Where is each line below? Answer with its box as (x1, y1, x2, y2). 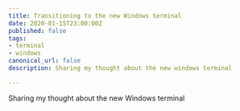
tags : (8, 34, 27, 43)
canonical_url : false (8, 57, 81, 65)
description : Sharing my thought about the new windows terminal (8, 64, 232, 72)
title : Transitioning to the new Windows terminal (8, 11, 182, 20)
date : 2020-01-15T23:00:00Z (8, 19, 103, 27)
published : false (8, 27, 67, 35)
